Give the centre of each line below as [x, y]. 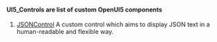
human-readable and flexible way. [65, 32]
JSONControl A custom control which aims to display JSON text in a [113, 24]
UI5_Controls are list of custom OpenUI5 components [85, 9]
